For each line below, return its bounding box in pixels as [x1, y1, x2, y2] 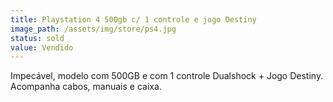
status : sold [10, 33, 65, 43]
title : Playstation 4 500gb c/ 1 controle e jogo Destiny [10, 14, 257, 25]
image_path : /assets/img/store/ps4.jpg [10, 24, 177, 34]
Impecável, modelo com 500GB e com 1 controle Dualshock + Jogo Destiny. [10, 70, 324, 82]
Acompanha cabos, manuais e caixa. [10, 81, 162, 93]
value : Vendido [10, 42, 74, 53]
